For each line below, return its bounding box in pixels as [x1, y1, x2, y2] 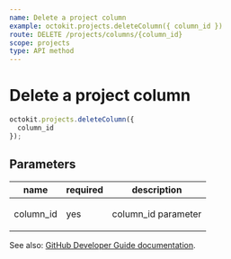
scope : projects [9, 38, 70, 48]
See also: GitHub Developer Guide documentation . [9, 239, 196, 250]
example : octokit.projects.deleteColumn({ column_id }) [9, 22, 223, 31]
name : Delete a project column [9, 13, 127, 22]
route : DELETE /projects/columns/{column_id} [9, 30, 182, 39]
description [131, 183, 182, 196]
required [66, 183, 103, 196]
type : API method [9, 47, 75, 56]
